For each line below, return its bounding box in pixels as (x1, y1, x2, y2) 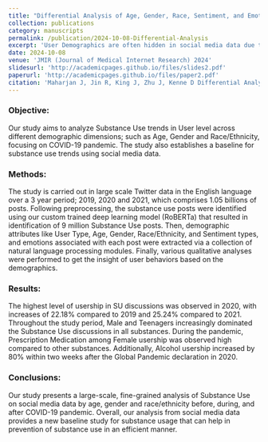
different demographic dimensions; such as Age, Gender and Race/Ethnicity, (8, 131, 260, 141)
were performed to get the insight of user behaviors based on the (8, 255, 223, 265)
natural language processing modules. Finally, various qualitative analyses (8, 246, 253, 256)
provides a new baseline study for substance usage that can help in (8, 416, 231, 425)
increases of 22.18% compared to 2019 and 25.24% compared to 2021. (8, 309, 242, 320)
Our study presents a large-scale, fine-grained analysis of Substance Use (8, 390, 250, 400)
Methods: (8, 169, 47, 180)
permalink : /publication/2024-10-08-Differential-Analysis (8, 34, 209, 42)
